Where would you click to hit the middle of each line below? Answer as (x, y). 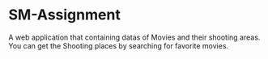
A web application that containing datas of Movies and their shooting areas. (134, 37)
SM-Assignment (65, 15)
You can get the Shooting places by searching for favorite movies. (119, 45)
